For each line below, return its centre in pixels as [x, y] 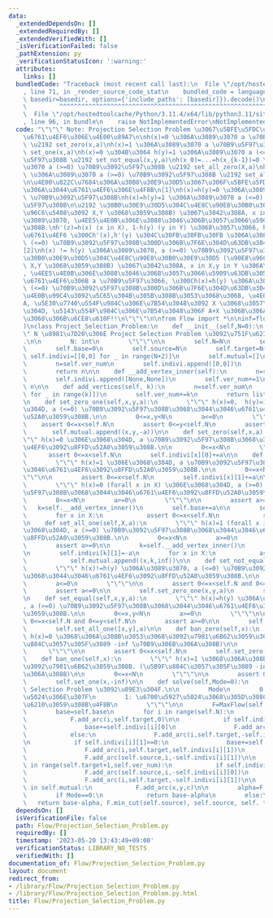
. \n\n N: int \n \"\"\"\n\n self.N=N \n [127, 341]
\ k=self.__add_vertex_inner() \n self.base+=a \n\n [127, 508]
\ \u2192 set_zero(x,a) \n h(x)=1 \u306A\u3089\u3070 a [116, 144]
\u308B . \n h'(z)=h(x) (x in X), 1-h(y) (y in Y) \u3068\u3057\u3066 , [141, 228]
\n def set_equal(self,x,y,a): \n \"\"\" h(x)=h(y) [128, 599]
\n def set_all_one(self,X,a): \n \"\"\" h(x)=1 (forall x [141, 523]
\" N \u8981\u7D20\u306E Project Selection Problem [112, 334]
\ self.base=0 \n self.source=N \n [105, 349]
